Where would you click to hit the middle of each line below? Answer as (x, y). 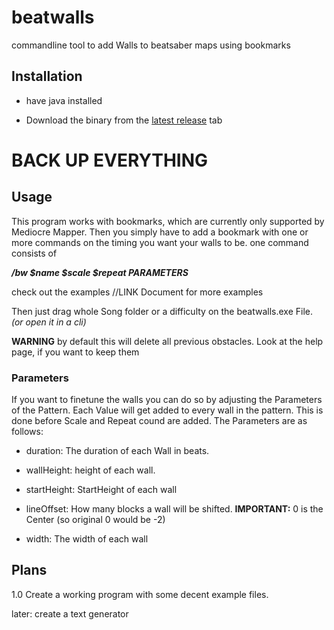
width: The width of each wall (87, 539)
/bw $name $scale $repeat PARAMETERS (100, 272)
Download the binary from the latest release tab (124, 120)
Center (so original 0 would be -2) (95, 520)
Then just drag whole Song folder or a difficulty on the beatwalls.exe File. (162, 311)
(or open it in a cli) (49, 322)
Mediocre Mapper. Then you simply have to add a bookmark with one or (160, 232)
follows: (27, 432)
